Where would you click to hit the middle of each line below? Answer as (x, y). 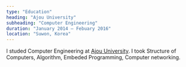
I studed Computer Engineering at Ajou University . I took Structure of (91, 51)
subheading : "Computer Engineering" (52, 23)
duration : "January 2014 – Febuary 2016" (59, 28)
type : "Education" (29, 12)
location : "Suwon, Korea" (38, 34)
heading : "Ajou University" (41, 17)
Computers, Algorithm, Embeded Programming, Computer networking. (94, 57)
